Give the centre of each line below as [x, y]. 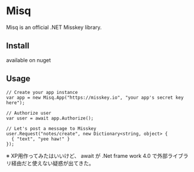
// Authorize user [29, 113]
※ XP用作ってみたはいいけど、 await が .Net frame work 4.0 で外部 [87, 155]
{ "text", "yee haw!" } [41, 139]
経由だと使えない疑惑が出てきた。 [53, 163]
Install [18, 46]
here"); [16, 103]
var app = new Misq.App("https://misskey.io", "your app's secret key [95, 98]
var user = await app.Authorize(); [50, 118]
